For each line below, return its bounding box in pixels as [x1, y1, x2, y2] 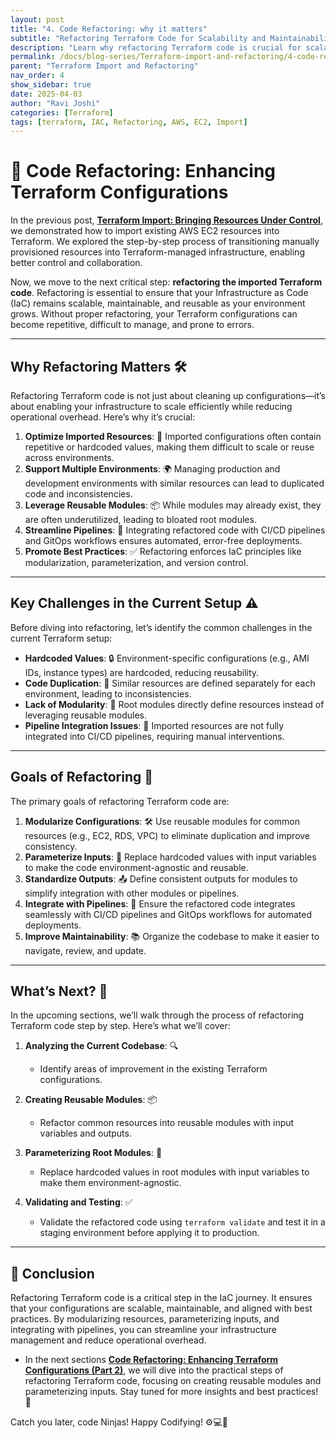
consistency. [24, 840, 78, 852]
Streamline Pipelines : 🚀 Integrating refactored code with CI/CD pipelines [24, 524, 326, 536]
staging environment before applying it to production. [39, 1227, 260, 1239]
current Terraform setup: [10, 632, 113, 644]
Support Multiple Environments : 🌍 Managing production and [24, 463, 281, 475]
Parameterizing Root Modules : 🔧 [24, 1147, 163, 1159]
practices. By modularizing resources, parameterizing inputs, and [10, 1313, 280, 1325]
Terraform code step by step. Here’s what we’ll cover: [10, 1020, 231, 1032]
